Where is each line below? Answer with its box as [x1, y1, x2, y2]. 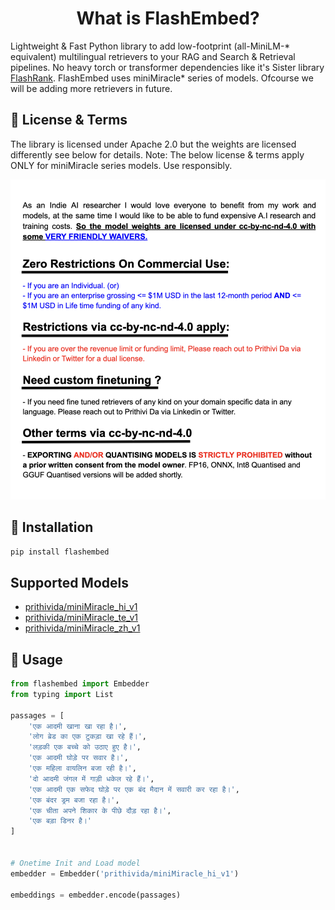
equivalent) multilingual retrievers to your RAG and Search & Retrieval [10, 50, 296, 62]
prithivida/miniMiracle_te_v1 [24, 612, 139, 624]
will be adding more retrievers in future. [10, 82, 173, 94]
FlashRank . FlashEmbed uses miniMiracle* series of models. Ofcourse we [10, 72, 314, 84]
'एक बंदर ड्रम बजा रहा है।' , [28, 795, 120, 805]
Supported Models [10, 574, 129, 591]
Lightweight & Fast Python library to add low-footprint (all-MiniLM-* [10, 40, 291, 52]
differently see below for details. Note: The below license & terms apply [10, 148, 305, 161]
